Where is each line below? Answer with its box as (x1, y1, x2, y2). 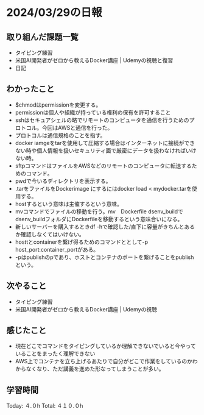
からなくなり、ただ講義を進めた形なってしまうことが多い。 (15, 365, 164, 372)
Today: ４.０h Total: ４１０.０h (6, 402, 83, 410)
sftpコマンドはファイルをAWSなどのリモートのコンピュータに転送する (15, 162, 192, 169)
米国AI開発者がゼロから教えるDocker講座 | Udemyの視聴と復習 (15, 57, 174, 64)
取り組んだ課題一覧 (6, 32, 79, 42)
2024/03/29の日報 (6, 5, 102, 20)
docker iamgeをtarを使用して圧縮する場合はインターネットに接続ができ (15, 139, 195, 146)
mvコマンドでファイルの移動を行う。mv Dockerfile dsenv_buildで (15, 208, 184, 215)
